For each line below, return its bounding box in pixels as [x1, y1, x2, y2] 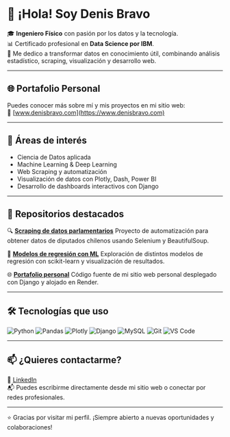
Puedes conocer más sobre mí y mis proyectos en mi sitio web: [7, 101, 186, 109]
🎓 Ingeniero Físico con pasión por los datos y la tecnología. [7, 29, 179, 37]
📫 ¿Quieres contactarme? [7, 354, 122, 366]
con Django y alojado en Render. [7, 278, 99, 286]
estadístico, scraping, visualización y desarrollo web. [7, 56, 157, 64]
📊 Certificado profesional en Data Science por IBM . [7, 39, 154, 47]
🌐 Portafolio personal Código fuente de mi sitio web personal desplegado [7, 271, 217, 279]
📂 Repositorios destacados [7, 208, 125, 220]
